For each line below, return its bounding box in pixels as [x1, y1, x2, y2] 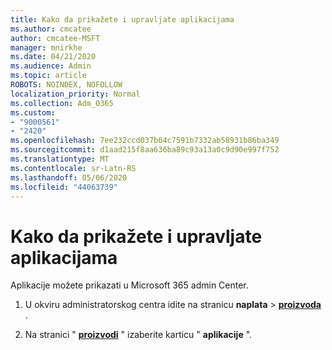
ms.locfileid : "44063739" [10, 182, 118, 192]
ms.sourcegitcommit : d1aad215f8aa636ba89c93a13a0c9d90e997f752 [10, 145, 280, 155]
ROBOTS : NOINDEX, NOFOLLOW [10, 80, 123, 90]
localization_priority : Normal [10, 89, 141, 99]
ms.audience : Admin [10, 61, 92, 71]
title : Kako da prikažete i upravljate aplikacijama [10, 14, 235, 25]
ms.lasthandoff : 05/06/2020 [10, 172, 128, 183]
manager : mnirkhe [10, 42, 83, 53]
